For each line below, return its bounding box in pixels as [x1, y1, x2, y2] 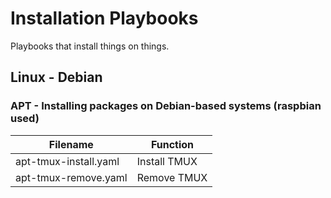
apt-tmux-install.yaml [15, 154, 120, 168]
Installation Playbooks [10, 7, 199, 30]
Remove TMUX [136, 170, 208, 184]
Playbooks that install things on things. [10, 40, 170, 52]
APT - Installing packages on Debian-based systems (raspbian [10, 99, 322, 113]
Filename [48, 137, 94, 151]
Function [150, 137, 195, 151]
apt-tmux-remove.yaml [15, 170, 128, 184]
